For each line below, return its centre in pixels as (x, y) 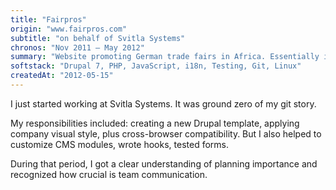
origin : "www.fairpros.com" (69, 29)
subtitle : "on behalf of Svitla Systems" (98, 38)
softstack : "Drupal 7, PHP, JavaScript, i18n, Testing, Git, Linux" (156, 66)
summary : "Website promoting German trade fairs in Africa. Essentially (165, 57)
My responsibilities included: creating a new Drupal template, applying (155, 123)
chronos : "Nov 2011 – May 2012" (77, 47)
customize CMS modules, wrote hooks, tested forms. (119, 144)
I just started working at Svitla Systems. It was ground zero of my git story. (163, 103)
